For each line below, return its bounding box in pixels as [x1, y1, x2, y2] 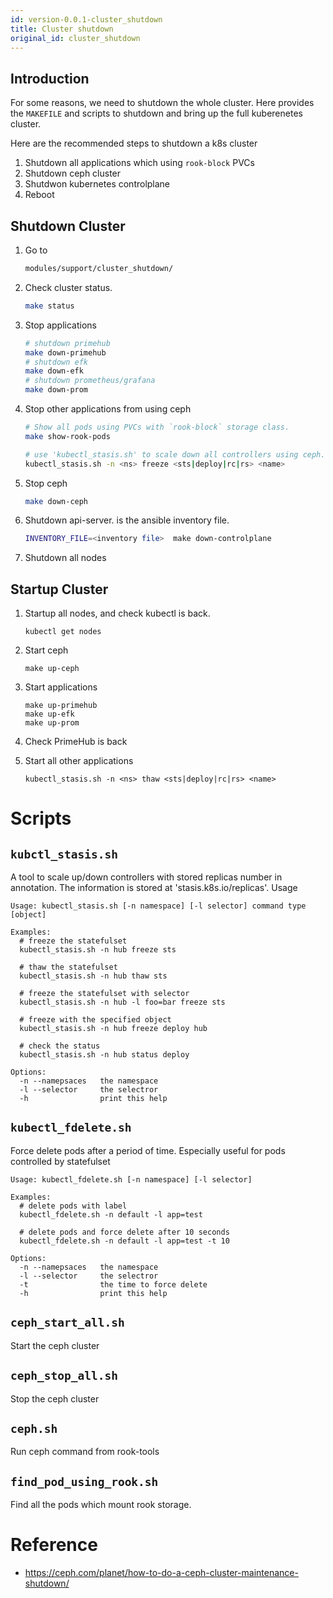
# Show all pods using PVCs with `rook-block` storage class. [24, 422, 290, 432]
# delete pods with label [19, 1201, 128, 1211]
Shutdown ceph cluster [24, 167, 122, 180]
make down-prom [24, 385, 89, 395]
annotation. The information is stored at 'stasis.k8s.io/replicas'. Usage [10, 882, 298, 894]
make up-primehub [24, 701, 98, 711]
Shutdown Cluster [10, 217, 126, 235]
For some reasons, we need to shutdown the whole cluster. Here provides [10, 97, 315, 109]
